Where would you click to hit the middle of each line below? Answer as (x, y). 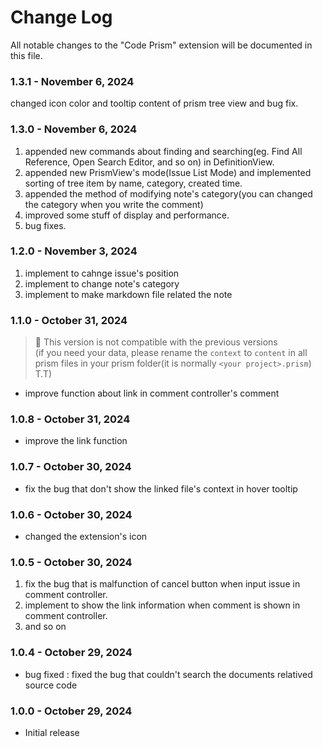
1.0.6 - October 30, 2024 (71, 514)
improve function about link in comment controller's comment (152, 393)
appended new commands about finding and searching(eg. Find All (163, 151)
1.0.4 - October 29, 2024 (71, 653)
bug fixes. (45, 225)
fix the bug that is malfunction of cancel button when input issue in (162, 584)
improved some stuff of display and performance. (127, 215)
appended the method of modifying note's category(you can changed (168, 193)
